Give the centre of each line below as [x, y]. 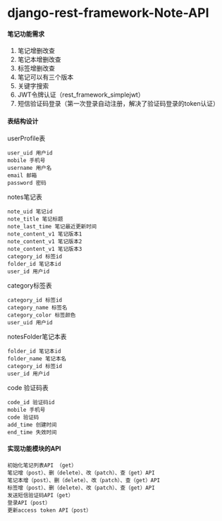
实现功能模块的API [34, 448]
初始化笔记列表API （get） [42, 465]
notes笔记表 [25, 197]
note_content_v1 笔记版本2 [45, 241]
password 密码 [27, 183]
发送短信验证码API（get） [41, 495]
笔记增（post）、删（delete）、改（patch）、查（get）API [81, 473]
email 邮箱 [22, 175]
